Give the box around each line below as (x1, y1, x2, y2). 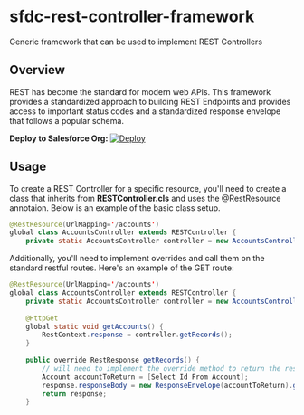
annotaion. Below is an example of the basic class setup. (9, 202, 221, 213)
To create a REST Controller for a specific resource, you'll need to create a (9, 183, 287, 193)
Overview (9, 62, 66, 78)
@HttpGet (25, 314, 59, 323)
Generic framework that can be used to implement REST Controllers (9, 36, 263, 47)
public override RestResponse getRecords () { (25, 355, 201, 365)
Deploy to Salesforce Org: (9, 133, 109, 144)
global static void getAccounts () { (25, 322, 165, 331)
